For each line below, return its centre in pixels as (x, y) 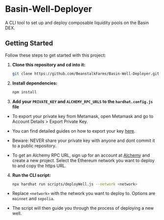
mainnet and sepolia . (33, 199)
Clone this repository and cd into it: (49, 64)
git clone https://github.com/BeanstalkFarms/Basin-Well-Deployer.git (86, 74)
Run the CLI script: (32, 175)
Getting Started (29, 43)
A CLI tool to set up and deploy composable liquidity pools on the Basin (77, 23)
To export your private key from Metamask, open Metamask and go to (83, 116)
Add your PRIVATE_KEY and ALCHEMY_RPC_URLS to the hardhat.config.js (82, 101)
